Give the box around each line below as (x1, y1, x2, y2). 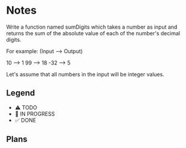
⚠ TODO (14, 104, 38, 111)
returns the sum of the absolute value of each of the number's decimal (6, 29, 181, 36)
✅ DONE (14, 116, 36, 124)
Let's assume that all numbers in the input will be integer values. (6, 70, 164, 78)
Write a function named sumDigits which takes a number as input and (6, 23, 178, 30)
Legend (6, 88, 35, 98)
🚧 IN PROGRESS (14, 110, 55, 117)
